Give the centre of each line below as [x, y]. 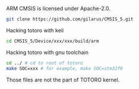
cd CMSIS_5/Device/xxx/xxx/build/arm [53, 41]
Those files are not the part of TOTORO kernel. [63, 80]
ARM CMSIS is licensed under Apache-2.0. [58, 8]
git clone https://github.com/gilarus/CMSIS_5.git [70, 19]
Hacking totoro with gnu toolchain [47, 52]
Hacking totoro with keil [35, 30]
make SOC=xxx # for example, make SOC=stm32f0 [64, 69]
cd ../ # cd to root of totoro [45, 63]
